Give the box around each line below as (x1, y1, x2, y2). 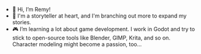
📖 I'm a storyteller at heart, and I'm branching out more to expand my (12, 12, 187, 19)
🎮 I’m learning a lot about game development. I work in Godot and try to (12, 25, 195, 33)
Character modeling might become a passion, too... (12, 41, 142, 48)
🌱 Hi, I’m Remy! (12, 6, 51, 13)
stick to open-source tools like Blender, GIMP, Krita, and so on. (12, 34, 170, 41)
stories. (12, 19, 32, 25)
